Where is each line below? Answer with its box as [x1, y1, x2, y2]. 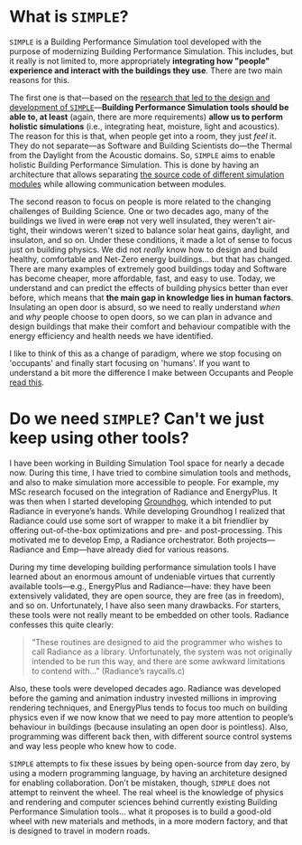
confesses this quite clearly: [9, 619, 114, 630]
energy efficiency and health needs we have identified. [9, 330, 214, 341]
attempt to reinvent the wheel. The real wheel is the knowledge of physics [9, 786, 284, 797]
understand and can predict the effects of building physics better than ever [9, 282, 288, 293]
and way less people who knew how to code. [9, 740, 178, 751]
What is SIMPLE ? [9, 6, 129, 27]
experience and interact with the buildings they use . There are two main [9, 65, 283, 76]
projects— [236, 534, 275, 545]
